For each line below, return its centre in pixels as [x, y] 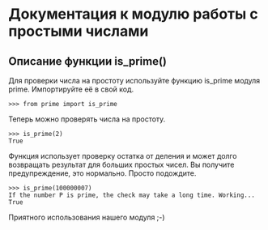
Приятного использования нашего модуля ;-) [87, 217]
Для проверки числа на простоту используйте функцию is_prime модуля [134, 81]
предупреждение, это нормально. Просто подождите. [102, 173]
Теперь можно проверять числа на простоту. [87, 119]
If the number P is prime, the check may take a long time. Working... [132, 195]
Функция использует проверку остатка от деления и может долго [123, 156]
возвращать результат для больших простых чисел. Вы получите [121, 164]
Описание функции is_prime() [88, 61]
